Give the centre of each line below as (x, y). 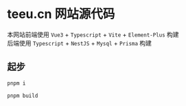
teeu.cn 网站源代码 (61, 14)
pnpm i (16, 83)
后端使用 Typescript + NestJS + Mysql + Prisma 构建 (80, 43)
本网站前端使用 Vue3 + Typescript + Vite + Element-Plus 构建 (93, 34)
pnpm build (23, 96)
